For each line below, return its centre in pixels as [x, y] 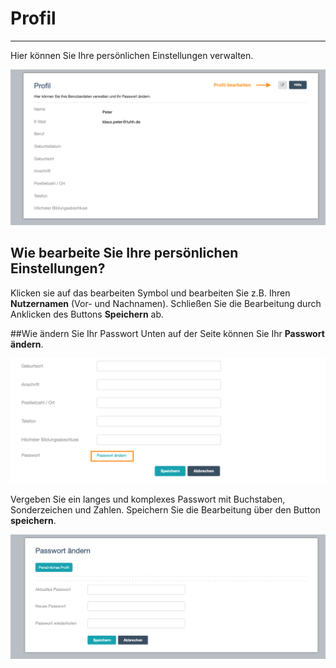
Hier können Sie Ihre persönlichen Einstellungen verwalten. [132, 55]
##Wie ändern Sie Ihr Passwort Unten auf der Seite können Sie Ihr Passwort [167, 333]
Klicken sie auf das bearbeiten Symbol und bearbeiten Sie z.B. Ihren [150, 293]
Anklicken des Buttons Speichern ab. [87, 314]
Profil [33, 18]
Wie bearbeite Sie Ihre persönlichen [124, 253]
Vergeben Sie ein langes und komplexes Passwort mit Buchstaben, [148, 499]
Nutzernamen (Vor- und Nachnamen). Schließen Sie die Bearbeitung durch [166, 303]
